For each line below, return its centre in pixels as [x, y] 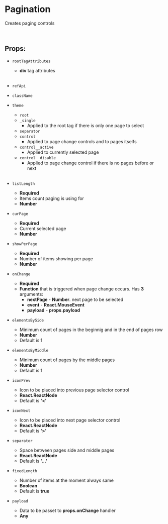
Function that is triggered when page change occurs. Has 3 [81, 289]
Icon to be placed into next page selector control [70, 420]
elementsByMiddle [30, 350]
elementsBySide [28, 320]
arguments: [31, 294]
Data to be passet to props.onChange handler [68, 510]
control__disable [38, 158]
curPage [20, 214]
